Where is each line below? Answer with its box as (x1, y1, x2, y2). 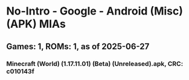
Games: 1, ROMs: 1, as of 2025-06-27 (6, 41, 150, 52)
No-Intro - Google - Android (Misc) (6, 4, 183, 18)
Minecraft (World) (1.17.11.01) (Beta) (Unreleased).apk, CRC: (6, 59, 184, 68)
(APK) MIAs (6, 17, 66, 31)
